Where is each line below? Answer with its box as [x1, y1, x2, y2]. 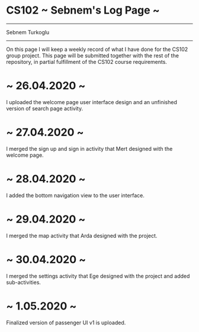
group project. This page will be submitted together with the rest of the [6, 51, 179, 59]
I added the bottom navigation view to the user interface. [6, 192, 145, 199]
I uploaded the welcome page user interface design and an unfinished [6, 98, 178, 105]
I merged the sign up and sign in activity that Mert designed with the [6, 145, 173, 152]
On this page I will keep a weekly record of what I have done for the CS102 [6, 46, 188, 53]
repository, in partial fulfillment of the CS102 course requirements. [6, 58, 168, 65]
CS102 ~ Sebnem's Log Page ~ [6, 4, 160, 17]
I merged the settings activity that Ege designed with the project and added [6, 272, 190, 279]
